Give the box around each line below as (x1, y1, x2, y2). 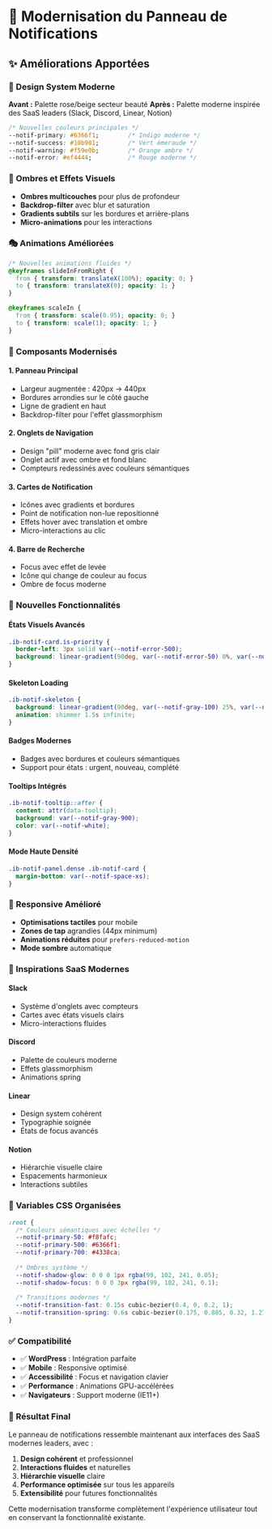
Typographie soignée (19, 1118, 91, 1127)
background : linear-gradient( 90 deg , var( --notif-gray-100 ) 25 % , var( (15, 704, 255, 712)
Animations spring (19, 1072, 81, 1082)
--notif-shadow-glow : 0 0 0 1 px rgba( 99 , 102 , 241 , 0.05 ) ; (15, 1271, 219, 1279)
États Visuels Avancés (8, 620, 86, 629)
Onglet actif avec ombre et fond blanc (19, 455, 147, 465)
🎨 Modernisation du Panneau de (8, 7, 228, 26)
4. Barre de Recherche (8, 544, 85, 554)
